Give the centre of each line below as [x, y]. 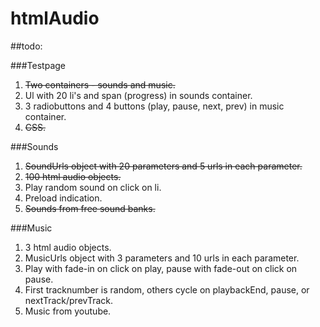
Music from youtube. [68, 311]
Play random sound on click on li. [93, 187]
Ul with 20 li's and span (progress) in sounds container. [138, 95]
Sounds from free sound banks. [90, 208]
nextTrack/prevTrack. [69, 300]
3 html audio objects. [68, 247]
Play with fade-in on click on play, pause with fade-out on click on [161, 268]
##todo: [26, 46]
